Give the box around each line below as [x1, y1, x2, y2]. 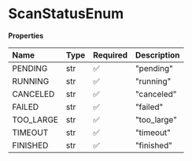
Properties [8, 31, 44, 40]
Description [135, 49, 180, 60]
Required [93, 49, 128, 60]
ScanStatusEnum [8, 5, 124, 23]
